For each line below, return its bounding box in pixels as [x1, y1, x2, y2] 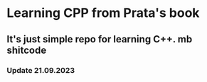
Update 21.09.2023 [6, 65, 75, 75]
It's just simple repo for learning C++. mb [6, 33, 193, 45]
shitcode [6, 44, 47, 56]
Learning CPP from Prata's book [6, 5, 200, 21]
